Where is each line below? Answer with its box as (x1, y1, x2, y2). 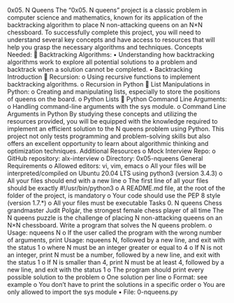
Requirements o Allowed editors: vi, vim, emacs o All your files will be (7, 162, 207, 170)
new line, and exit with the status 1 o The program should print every (7, 265, 205, 274)
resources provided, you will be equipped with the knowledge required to (7, 117, 218, 125)
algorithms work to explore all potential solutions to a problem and (7, 58, 198, 66)
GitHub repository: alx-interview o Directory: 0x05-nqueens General (7, 154, 203, 163)
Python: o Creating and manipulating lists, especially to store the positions (7, 87, 221, 96)
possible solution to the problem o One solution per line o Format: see (7, 273, 208, 281)
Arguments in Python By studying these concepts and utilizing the (7, 110, 198, 118)
